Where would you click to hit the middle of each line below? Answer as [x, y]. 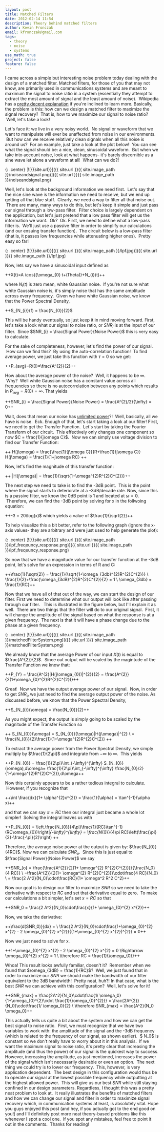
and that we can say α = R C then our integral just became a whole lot [75, 812]
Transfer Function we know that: [38, 665]
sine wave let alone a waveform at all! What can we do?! [62, 160]
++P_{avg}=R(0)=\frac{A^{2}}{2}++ [41, 366]
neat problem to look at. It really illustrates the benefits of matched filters [79, 1093]
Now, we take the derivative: [34, 917]
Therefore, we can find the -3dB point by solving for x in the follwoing [76, 501]
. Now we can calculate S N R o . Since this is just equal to [76, 853]
